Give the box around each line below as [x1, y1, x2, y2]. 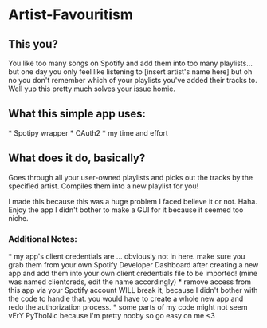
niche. [8, 213, 29, 223]
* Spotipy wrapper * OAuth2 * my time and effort [8, 128, 169, 137]
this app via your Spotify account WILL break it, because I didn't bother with [8, 285, 258, 294]
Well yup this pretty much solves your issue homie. [8, 84, 175, 93]
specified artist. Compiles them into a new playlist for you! [8, 181, 199, 191]
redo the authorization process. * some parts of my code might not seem [8, 302, 248, 312]
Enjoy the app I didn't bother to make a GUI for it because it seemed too [8, 205, 244, 215]
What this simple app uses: [8, 107, 146, 121]
